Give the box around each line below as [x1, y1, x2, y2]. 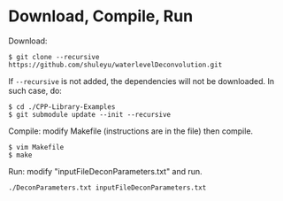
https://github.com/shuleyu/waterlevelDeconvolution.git [8, 60, 223, 69]
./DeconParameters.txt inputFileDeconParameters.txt [8, 183, 207, 192]
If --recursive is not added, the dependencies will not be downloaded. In [8, 75, 275, 86]
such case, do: [8, 85, 63, 96]
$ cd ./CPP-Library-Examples [8, 102, 116, 112]
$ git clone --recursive [8, 52, 100, 61]
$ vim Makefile [8, 143, 65, 151]
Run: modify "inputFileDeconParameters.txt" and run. [8, 166, 203, 176]
